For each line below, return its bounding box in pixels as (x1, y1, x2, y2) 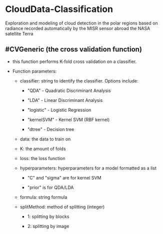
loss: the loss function (19, 155, 65, 161)
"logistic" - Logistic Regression (27, 106, 91, 113)
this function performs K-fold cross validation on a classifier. (12, 58, 137, 64)
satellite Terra (5, 30, 33, 36)
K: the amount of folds (19, 145, 66, 151)
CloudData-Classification (5, 3, 113, 15)
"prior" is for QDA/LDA (27, 184, 74, 190)
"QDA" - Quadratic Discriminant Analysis (27, 87, 111, 93)
